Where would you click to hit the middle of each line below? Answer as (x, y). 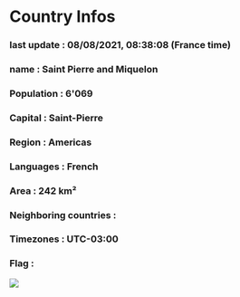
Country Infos (62, 17)
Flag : (22, 263)
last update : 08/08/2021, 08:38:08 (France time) (120, 45)
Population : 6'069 (51, 93)
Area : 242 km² (43, 190)
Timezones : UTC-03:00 (64, 239)
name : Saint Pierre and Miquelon (84, 70)
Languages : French (54, 167)
